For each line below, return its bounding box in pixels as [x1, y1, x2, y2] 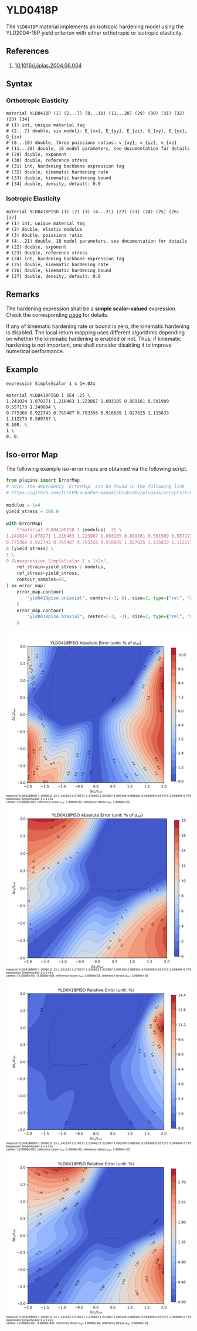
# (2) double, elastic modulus [6, 226, 83, 232]
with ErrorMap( [6, 521, 43, 527]
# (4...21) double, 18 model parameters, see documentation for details [6, 238, 188, 244]
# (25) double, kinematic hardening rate [6, 261, 109, 267]
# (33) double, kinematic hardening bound [6, 175, 111, 181]
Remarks [6, 289, 40, 300]
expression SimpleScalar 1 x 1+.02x [6, 381, 96, 387]
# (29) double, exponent [6, 152, 67, 157]
